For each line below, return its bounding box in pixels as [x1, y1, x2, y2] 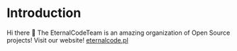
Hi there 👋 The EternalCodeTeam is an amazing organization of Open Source [6, 28, 231, 37]
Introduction [6, 5, 82, 21]
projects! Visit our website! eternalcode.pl [6, 35, 128, 44]
